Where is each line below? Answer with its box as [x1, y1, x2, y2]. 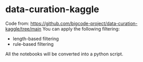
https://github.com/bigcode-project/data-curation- [30, 20, 138, 26]
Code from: [5, 20, 30, 26]
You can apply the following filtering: [43, 25, 120, 32]
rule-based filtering [12, 41, 54, 47]
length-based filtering [12, 36, 59, 42]
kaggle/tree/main [5, 25, 42, 32]
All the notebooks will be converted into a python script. [5, 51, 124, 57]
